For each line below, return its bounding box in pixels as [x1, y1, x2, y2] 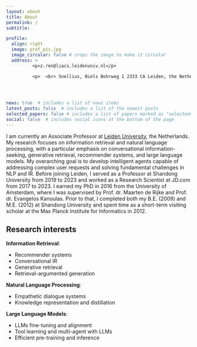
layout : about [6, 8, 41, 15]
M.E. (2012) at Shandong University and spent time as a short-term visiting [6, 201, 186, 208]
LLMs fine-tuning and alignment [14, 322, 92, 329]
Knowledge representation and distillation [14, 299, 116, 306]
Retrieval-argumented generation [14, 270, 96, 277]
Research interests [6, 224, 77, 235]
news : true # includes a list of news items [6, 100, 119, 106]
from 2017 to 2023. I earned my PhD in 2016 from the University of [6, 183, 167, 190]
